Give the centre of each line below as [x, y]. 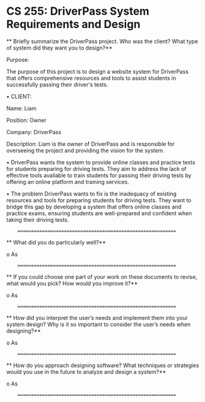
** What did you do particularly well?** [56, 242]
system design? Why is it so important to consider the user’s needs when [99, 324]
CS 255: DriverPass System [78, 11]
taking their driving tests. [38, 219]
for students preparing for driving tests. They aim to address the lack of [96, 169]
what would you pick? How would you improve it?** [72, 283]
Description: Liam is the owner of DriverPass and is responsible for [91, 144]
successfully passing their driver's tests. [57, 85]
